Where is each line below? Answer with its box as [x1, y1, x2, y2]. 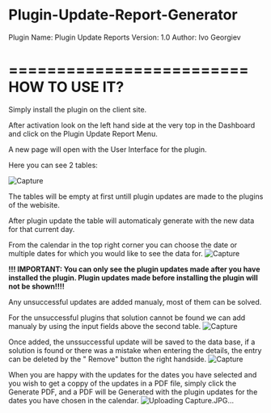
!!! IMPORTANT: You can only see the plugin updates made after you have [8, 264, 260, 274]
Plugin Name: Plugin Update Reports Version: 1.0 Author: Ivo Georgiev [8, 32, 241, 42]
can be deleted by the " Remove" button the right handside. [8, 354, 207, 364]
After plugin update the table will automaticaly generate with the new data [8, 216, 255, 225]
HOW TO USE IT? [8, 78, 125, 96]
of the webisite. [8, 200, 61, 209]
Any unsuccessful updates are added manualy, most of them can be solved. [8, 297, 262, 306]
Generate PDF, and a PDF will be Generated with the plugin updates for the [8, 386, 258, 397]
